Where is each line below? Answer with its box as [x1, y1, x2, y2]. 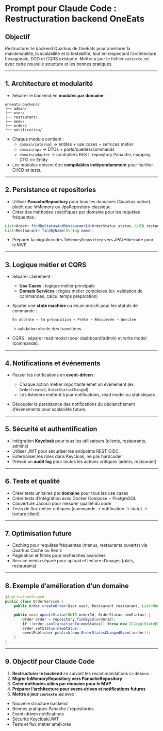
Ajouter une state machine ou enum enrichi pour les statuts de [12, 303, 138, 309]
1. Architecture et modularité [5, 80, 93, 88]
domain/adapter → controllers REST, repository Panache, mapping [19, 151, 151, 157]
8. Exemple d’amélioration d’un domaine [5, 582, 129, 590]
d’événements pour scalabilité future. [12, 407, 86, 412]
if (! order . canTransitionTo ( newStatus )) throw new [22, 621, 127, 626]
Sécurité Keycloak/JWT [12, 716, 59, 722]
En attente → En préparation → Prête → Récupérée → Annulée [12, 317, 136, 322]
